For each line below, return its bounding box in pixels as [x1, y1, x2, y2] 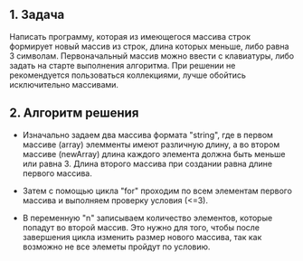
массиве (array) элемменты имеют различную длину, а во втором [22, 139, 280, 150]
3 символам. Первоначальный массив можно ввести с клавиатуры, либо [9, 50, 295, 61]
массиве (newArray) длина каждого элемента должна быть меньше [22, 148, 286, 159]
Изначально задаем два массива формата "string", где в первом [22, 129, 274, 140]
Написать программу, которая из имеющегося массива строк [9, 31, 251, 42]
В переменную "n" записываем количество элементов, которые [22, 212, 273, 223]
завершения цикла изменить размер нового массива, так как [22, 231, 262, 242]
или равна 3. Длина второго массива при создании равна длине [22, 158, 273, 169]
